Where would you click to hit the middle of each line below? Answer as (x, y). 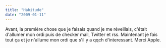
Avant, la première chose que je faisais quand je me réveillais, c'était (76, 29)
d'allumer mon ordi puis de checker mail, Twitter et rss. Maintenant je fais (81, 34)
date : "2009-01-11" (26, 15)
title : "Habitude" (24, 10)
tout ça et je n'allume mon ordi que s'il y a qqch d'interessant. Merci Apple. (83, 40)
